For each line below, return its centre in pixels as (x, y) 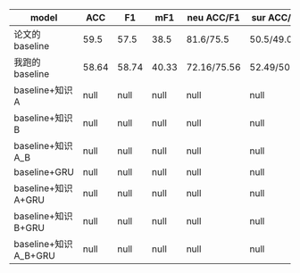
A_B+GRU (34, 256)
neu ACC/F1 (214, 17)
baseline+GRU (44, 172)
